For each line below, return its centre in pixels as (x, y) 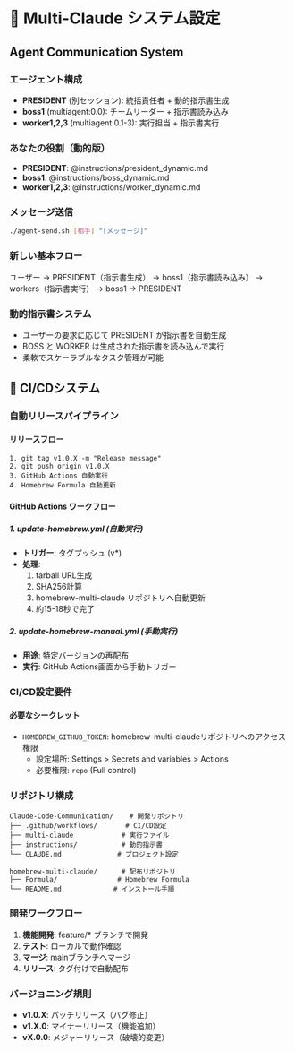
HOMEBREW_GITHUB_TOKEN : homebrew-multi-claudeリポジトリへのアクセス (154, 737)
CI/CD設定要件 (41, 692)
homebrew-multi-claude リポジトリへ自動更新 (120, 598)
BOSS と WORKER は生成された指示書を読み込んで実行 (123, 346)
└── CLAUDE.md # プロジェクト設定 (94, 855)
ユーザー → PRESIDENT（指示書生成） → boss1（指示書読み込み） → (136, 277)
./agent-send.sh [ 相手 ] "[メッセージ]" (79, 231)
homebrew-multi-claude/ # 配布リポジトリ (92, 872)
